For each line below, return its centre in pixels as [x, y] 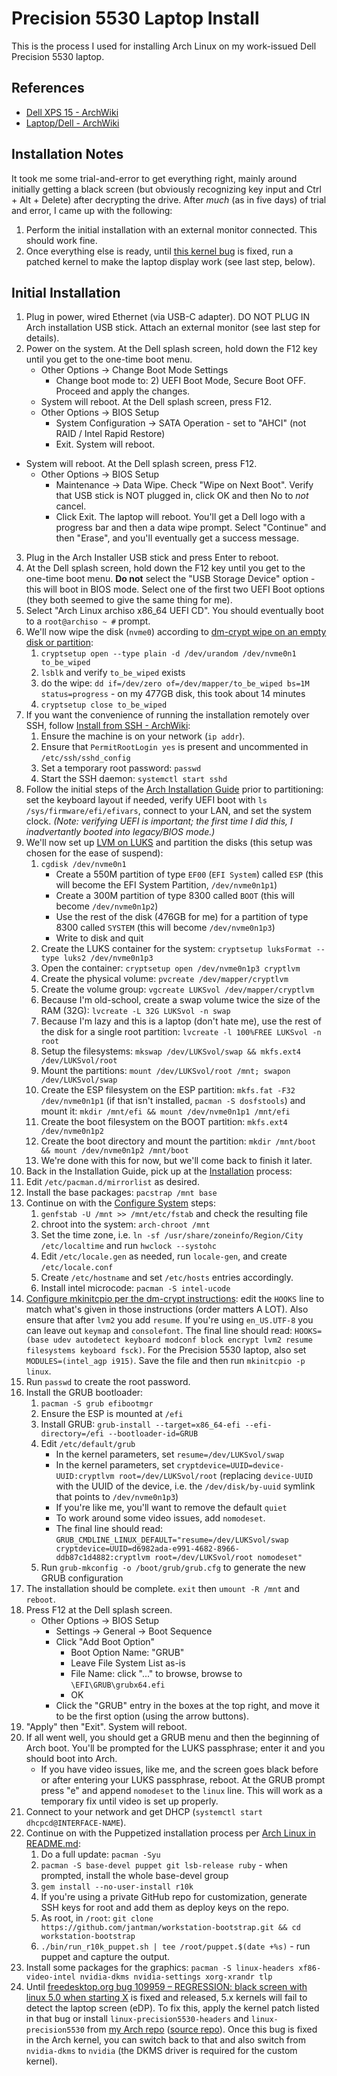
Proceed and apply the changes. [123, 391]
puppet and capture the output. [105, 1957]
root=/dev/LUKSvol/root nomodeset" [228, 1558]
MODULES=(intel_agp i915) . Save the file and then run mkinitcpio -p [165, 1361]
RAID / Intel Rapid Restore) [110, 434]
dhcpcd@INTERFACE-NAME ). [76, 1823]
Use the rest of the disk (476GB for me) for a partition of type [182, 917]
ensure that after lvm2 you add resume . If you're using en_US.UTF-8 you [169, 1320]
